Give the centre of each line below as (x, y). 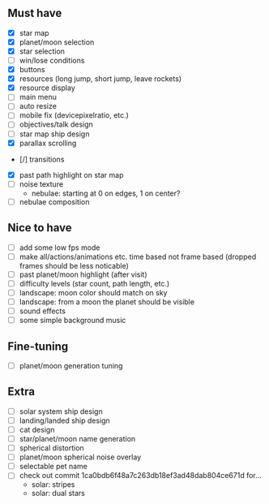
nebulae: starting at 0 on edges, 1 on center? (106, 193)
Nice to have (40, 228)
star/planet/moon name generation (77, 439)
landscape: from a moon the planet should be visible (107, 302)
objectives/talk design (56, 124)
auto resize (38, 106)
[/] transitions (42, 159)
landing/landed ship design (64, 420)
